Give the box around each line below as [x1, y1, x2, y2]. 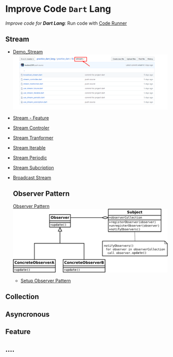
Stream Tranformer [12, 135, 54, 141]
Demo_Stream [12, 48, 43, 54]
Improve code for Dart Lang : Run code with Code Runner [5, 20, 127, 26]
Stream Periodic [12, 155, 47, 161]
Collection [5, 292, 39, 301]
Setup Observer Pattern [20, 278, 71, 284]
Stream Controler [12, 124, 50, 131]
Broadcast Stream [12, 174, 51, 180]
